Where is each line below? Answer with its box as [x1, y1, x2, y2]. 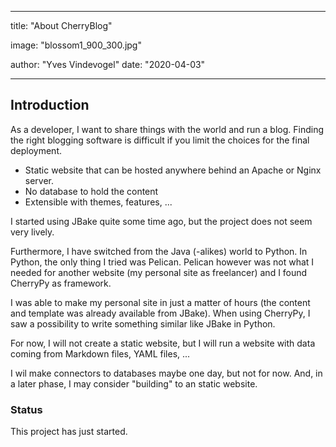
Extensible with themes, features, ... [24, 196, 173, 208]
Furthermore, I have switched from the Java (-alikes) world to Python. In [10, 245, 308, 257]
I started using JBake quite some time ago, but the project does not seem [10, 215, 313, 227]
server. [24, 174, 55, 186]
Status [10, 402, 43, 416]
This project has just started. [10, 426, 128, 438]
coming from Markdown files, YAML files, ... [10, 347, 191, 360]
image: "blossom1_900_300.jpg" [10, 39, 142, 51]
